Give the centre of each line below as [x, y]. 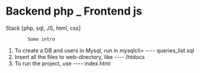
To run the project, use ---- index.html [62, 63]
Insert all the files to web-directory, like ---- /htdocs [80, 57]
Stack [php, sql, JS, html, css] [43, 28]
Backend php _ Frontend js [74, 11]
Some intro [41, 39]
